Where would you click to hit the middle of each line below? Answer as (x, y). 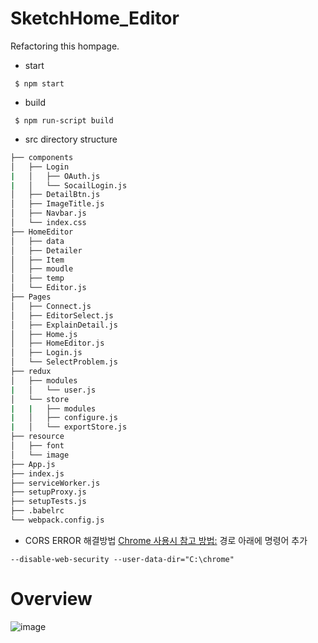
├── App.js (33, 464)
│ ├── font (37, 446)
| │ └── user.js (53, 390)
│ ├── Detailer (46, 250)
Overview (51, 599)
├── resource (37, 437)
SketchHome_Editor (95, 18)
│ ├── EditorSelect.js (62, 315)
